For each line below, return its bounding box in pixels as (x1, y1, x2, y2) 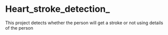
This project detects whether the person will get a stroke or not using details (5, 20, 163, 26)
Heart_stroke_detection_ (5, 3, 110, 15)
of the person (5, 25, 34, 31)
